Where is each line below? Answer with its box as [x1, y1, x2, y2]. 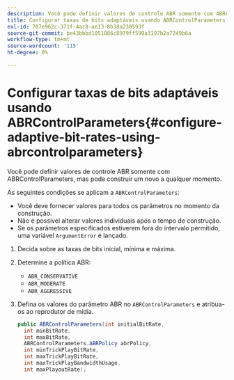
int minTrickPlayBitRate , [24, 347, 99, 354]
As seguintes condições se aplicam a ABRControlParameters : [7, 188, 180, 196]
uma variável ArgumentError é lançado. [17, 231, 128, 239]
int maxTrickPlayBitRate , [24, 353, 99, 361]
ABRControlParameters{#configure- [7, 115, 223, 131]
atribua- [201, 300, 225, 308]
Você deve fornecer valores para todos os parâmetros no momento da [17, 201, 219, 209]
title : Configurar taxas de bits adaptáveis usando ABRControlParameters [7, 17, 226, 24]
